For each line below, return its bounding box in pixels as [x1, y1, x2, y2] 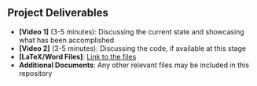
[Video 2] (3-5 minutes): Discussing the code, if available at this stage [18, 43, 247, 53]
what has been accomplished [18, 35, 115, 45]
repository [18, 68, 53, 77]
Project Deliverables [7, 6, 109, 20]
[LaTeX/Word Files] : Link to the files [18, 52, 137, 61]
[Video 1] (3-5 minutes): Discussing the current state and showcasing [18, 27, 244, 36]
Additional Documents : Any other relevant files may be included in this [18, 60, 249, 70]
